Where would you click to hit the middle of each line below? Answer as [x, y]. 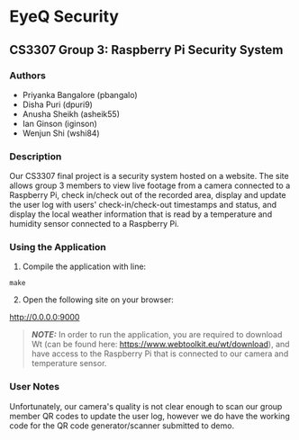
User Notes [35, 387]
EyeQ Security [64, 17]
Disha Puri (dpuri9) [57, 104]
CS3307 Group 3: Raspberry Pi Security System [146, 50]
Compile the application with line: [84, 266]
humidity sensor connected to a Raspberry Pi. [95, 224]
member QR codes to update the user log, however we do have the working [149, 416]
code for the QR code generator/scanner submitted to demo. [122, 426]
